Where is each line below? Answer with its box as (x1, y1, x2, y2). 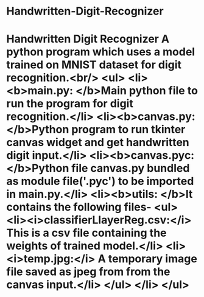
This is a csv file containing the (6, 226, 167, 240)
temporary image (108, 252, 198, 266)
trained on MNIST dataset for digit (6, 58, 181, 72)
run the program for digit (6, 97, 134, 111)
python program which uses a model (6, 45, 195, 59)
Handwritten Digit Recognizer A (6, 32, 169, 46)
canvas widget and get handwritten (6, 136, 190, 150)
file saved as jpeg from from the (6, 265, 171, 279)
